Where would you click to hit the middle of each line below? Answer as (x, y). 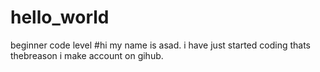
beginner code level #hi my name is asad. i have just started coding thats (160, 45)
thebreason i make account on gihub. (87, 55)
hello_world (60, 17)
